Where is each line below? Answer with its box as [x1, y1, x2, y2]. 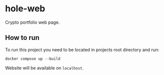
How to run [5, 34, 40, 42]
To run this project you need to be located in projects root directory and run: [5, 46, 160, 52]
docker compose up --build [5, 56, 61, 61]
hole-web [5, 3, 45, 14]
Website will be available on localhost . [5, 65, 84, 71]
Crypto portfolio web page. [5, 19, 60, 25]
